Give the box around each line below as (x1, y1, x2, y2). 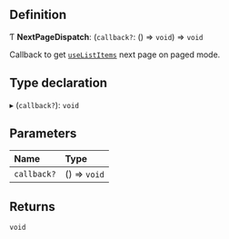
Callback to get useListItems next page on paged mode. (9, 49, 221, 60)
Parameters (9, 126, 77, 142)
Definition (9, 7, 66, 23)
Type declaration (9, 75, 107, 91)
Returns (9, 199, 56, 214)
